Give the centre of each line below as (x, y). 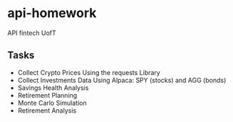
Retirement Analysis (47, 110)
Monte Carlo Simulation (52, 103)
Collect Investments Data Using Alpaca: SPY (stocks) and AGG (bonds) (122, 80)
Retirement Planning (47, 95)
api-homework (52, 13)
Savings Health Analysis (53, 88)
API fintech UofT (32, 33)
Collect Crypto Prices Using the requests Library (89, 72)
